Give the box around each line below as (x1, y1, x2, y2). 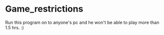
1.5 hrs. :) (5, 24, 24, 30)
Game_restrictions (5, 3, 83, 15)
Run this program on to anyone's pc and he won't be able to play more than (5, 19, 160, 25)
